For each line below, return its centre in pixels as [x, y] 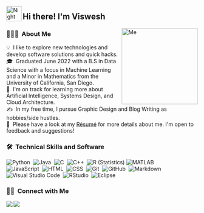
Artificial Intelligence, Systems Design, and [60, 96]
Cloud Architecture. [31, 102]
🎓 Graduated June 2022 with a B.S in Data [61, 61]
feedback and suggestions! [40, 130]
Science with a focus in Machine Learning [59, 69]
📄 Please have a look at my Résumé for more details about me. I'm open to [100, 124]
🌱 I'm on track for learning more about [55, 89]
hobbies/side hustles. [33, 117]
